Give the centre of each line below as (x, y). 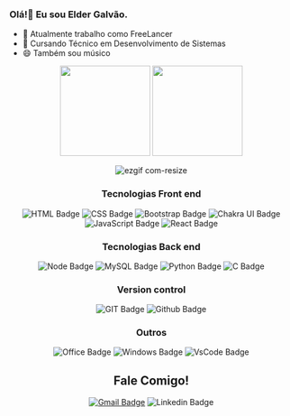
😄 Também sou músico (66, 53)
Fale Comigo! (151, 380)
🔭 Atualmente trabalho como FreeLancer (97, 34)
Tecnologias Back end (151, 246)
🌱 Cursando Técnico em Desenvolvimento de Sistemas (124, 43)
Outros (151, 333)
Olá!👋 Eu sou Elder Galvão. (68, 14)
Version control (151, 290)
